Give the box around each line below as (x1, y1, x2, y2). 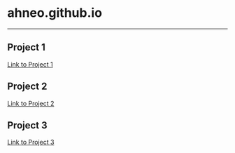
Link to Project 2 (7, 99, 55, 107)
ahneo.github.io (7, 5, 103, 21)
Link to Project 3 (7, 138, 55, 147)
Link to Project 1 (7, 60, 54, 68)
